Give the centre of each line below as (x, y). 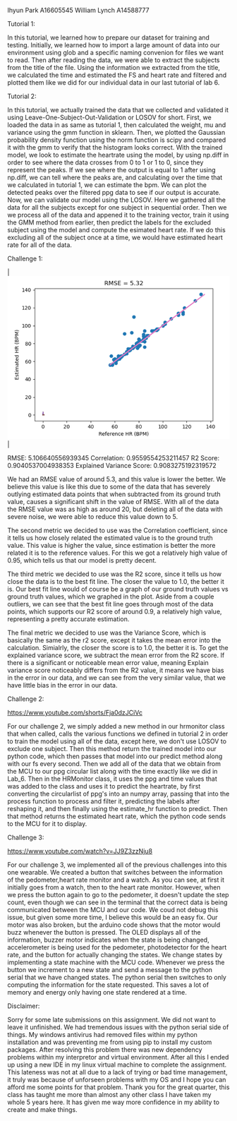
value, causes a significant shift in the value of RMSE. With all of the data (113, 502)
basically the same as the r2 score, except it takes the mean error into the (114, 640)
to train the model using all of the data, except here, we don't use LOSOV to (117, 741)
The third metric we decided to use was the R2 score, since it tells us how (115, 574)
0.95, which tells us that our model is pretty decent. (82, 560)
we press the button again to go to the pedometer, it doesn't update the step (118, 895)
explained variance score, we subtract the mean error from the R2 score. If (116, 655)
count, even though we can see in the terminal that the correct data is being (117, 902)
